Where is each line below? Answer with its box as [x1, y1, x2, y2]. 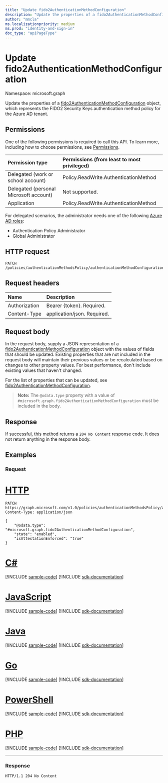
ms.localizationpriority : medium [5, 21, 75, 27]
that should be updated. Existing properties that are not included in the [5, 351, 151, 357]
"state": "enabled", [14, 532, 57, 537]
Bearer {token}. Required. [46, 302, 106, 309]
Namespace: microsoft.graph [5, 90, 65, 96]
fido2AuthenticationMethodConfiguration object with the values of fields [5, 346, 154, 352]
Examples [5, 451, 36, 459]
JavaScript [5, 592, 51, 603]
